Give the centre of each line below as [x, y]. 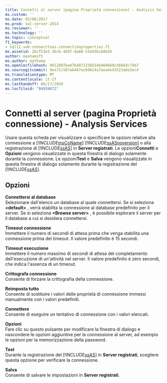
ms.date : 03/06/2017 [27, 19]
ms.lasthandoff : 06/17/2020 [34, 84]
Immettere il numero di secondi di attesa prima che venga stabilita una [77, 233]
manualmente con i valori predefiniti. [43, 299]
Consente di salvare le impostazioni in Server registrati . [63, 375]
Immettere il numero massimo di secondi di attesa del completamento [76, 254]
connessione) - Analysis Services [76, 124]
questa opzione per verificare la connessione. [52, 360]
